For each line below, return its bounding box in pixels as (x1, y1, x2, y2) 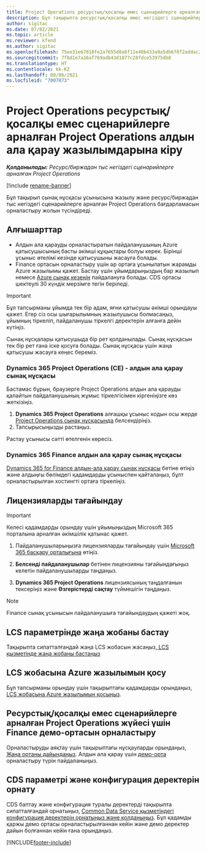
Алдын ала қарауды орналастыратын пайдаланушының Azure (15, 241, 178, 248)
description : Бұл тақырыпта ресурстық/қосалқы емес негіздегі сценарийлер (6, 15, 202, 21)
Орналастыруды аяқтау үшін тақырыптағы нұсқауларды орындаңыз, (6, 744, 186, 751)
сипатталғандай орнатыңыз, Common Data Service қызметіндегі (6, 807, 174, 815)
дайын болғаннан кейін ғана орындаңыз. (6, 827, 113, 834)
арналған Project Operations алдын (6, 130, 195, 144)
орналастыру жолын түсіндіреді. (6, 207, 92, 214)
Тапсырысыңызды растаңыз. (15, 423, 91, 431)
